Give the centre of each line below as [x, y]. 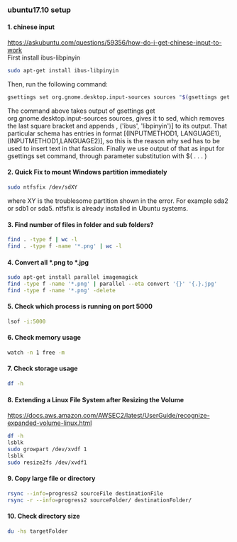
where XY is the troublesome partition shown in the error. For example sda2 [118, 201]
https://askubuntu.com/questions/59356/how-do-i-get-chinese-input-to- [115, 43]
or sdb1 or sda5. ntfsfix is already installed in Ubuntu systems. [98, 208]
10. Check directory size [44, 516]
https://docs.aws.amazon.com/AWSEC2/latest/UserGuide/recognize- [109, 416]
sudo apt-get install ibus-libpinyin [63, 71]
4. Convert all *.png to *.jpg [48, 262]
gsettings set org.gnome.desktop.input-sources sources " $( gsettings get [119, 97]
